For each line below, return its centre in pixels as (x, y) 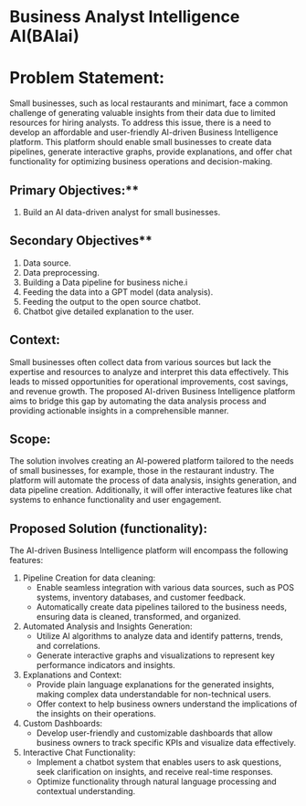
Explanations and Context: (72, 675)
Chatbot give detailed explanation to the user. (108, 311)
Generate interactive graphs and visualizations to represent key (156, 655)
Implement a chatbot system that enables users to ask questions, (158, 762)
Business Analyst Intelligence (125, 17)
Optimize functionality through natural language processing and (156, 781)
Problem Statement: (87, 78)
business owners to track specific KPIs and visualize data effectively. (166, 743)
